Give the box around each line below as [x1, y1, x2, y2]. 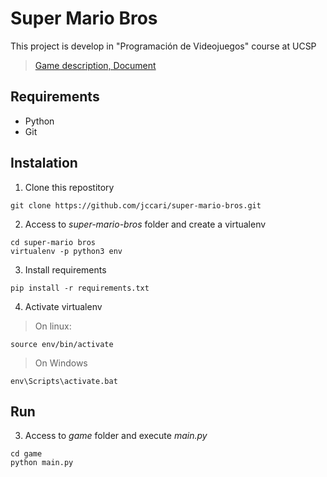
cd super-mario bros [10, 237, 97, 247]
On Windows [34, 357, 88, 369]
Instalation [10, 155, 78, 172]
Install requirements [24, 263, 107, 276]
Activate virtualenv [24, 300, 103, 312]
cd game [10, 449, 43, 459]
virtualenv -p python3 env [10, 246, 123, 256]
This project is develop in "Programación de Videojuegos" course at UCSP [10, 40, 317, 52]
